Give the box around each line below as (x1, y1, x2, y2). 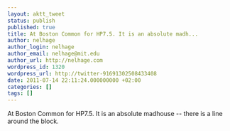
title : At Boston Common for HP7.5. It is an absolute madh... (7, 30, 199, 38)
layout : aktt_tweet (7, 10, 65, 18)
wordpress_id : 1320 (7, 63, 65, 70)
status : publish (7, 17, 55, 24)
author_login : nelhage (7, 43, 75, 51)
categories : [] (7, 83, 53, 90)
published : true (7, 23, 55, 31)
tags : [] (7, 90, 33, 97)
